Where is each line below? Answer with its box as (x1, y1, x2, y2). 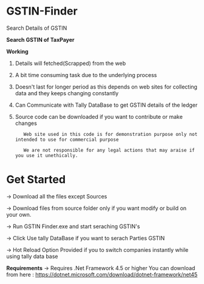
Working (6, 47, 29, 55)
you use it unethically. (15, 152, 78, 158)
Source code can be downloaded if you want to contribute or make (15, 113, 183, 120)
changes (15, 120, 38, 127)
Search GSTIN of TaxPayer (6, 36, 75, 43)
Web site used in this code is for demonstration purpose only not (23, 131, 198, 137)
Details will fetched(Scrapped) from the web (15, 59, 126, 67)
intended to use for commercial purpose (15, 137, 119, 143)
